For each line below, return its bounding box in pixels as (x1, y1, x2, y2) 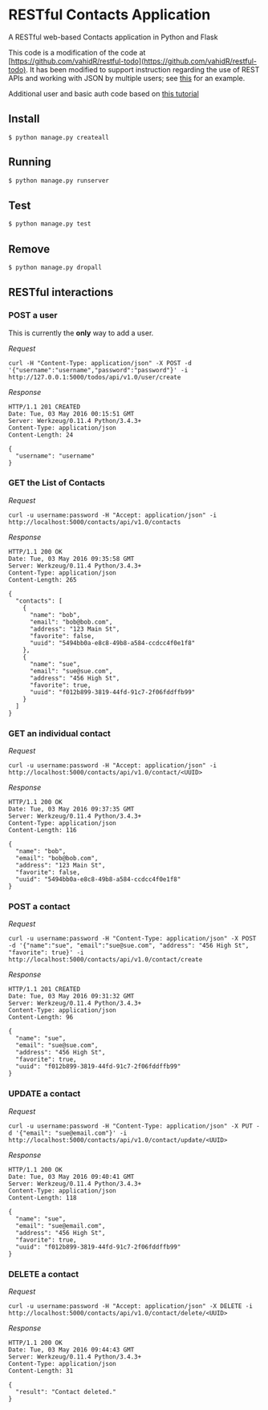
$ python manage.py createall (8, 133, 110, 141)
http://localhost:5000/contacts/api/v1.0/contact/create (8, 956, 203, 964)
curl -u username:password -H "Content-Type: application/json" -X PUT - (8, 1122, 261, 1130)
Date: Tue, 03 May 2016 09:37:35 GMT (8, 805, 135, 814)
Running (8, 155, 52, 169)
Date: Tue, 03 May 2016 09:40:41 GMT (8, 1172, 135, 1180)
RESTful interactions (8, 286, 114, 299)
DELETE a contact (8, 1268, 79, 1279)
